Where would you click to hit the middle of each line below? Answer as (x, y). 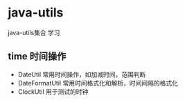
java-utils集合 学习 (34, 32)
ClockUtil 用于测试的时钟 (53, 92)
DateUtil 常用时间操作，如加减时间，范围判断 (82, 74)
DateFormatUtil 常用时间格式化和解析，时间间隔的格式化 (98, 83)
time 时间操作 (37, 57)
